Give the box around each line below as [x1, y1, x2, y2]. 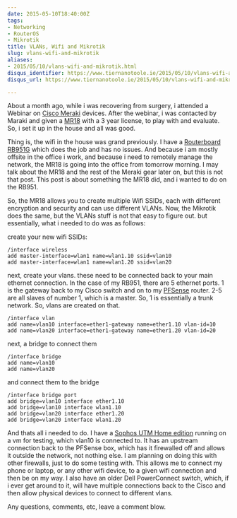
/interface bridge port [7, 392, 78, 399]
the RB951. [7, 183, 39, 192]
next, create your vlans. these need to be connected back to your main [7, 271, 214, 280]
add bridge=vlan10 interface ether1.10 [7, 398, 125, 405]
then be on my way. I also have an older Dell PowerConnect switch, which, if [7, 474, 229, 483]
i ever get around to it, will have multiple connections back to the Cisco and [7, 481, 226, 490]
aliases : [7, 57, 33, 64]
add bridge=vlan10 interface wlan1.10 [7, 404, 121, 411]
